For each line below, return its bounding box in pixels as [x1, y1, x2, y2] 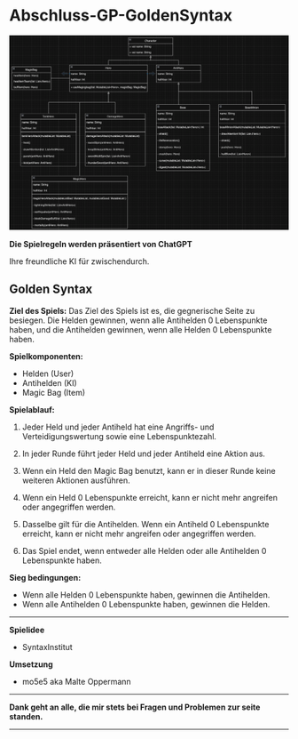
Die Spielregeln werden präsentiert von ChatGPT [9, 238, 192, 249]
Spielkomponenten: [9, 350, 83, 361]
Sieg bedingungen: [9, 572, 82, 582]
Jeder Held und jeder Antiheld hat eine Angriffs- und [21, 422, 215, 432]
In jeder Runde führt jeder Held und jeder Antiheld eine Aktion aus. [21, 448, 266, 459]
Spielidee [9, 624, 45, 635]
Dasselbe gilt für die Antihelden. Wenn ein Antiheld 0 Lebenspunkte [21, 518, 270, 529]
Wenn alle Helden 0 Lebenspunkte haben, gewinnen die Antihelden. [21, 589, 271, 600]
